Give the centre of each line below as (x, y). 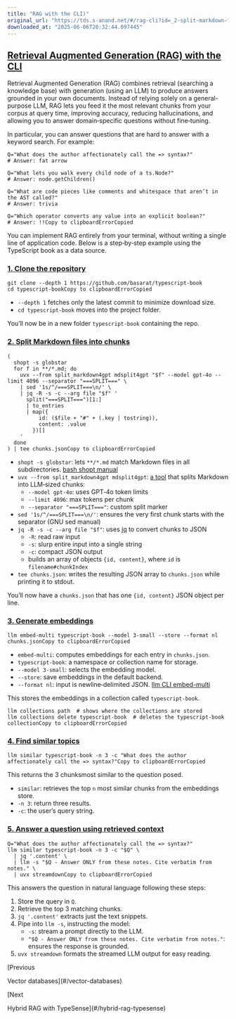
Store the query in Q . (47, 901)
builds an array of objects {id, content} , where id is (104, 559)
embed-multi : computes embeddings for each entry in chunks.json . (114, 654)
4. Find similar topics (44, 741)
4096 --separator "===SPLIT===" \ (77, 381)
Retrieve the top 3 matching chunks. (70, 909)
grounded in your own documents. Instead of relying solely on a (100, 99)
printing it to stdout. (46, 581)
